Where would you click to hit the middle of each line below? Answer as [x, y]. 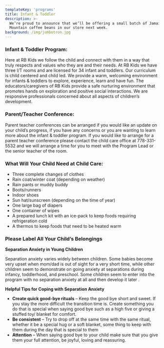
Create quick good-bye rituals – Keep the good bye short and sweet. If [84, 299]
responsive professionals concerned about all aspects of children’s [72, 96]
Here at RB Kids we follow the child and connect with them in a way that [77, 60]
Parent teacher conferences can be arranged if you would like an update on [81, 125]
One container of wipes [36, 210]
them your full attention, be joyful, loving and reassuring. [69, 340]
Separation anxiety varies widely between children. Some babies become [79, 259]
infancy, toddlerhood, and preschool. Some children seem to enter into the [80, 275]
